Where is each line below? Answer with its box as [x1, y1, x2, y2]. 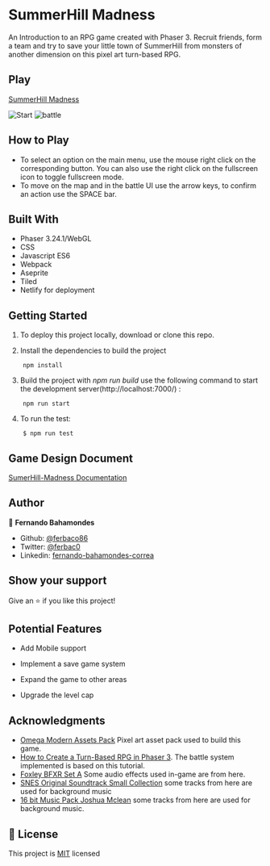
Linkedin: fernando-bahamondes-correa [19, 550, 155, 560]
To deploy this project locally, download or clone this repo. [19, 330, 215, 340]
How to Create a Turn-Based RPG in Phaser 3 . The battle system [19, 752, 235, 762]
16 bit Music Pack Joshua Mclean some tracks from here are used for [19, 795, 251, 805]
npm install [23, 362, 63, 370]
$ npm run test [23, 429, 74, 437]
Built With [8, 212, 59, 226]
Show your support [8, 574, 107, 588]
